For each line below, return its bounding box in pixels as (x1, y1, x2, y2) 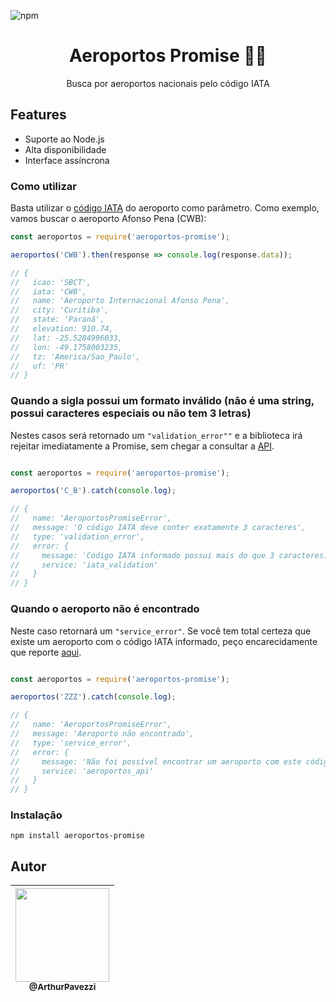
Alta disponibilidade (24, 143, 107, 155)
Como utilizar (10, 179, 77, 193)
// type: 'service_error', (10, 738, 132, 748)
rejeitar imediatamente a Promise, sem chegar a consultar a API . (10, 440, 275, 452)
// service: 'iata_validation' (10, 560, 159, 570)
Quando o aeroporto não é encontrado (10, 602, 200, 616)
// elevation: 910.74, (10, 324, 114, 334)
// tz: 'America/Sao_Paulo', (10, 351, 141, 362)
